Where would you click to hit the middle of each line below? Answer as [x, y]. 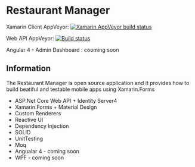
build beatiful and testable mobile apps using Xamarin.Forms [81, 89]
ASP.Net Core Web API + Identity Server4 [66, 100]
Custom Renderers [38, 113]
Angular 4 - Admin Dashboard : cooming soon [63, 50]
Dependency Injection [42, 126]
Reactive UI [29, 119]
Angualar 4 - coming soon [47, 151]
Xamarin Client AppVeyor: [38, 27]
